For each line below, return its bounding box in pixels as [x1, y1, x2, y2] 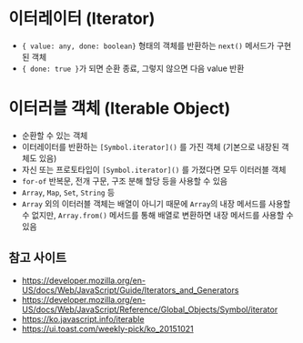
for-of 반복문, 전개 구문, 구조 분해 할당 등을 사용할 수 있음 [21, 175, 228, 187]
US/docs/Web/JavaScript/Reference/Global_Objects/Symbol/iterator [21, 304, 278, 315]
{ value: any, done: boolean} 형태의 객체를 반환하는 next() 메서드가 [21, 40, 275, 51]
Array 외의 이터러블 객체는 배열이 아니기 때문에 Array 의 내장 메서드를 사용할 [21, 197, 291, 209]
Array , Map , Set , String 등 [21, 187, 116, 197]
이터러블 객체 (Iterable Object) [8, 98, 231, 119]
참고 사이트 [8, 250, 67, 266]
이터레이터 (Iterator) [8, 8, 156, 29]
